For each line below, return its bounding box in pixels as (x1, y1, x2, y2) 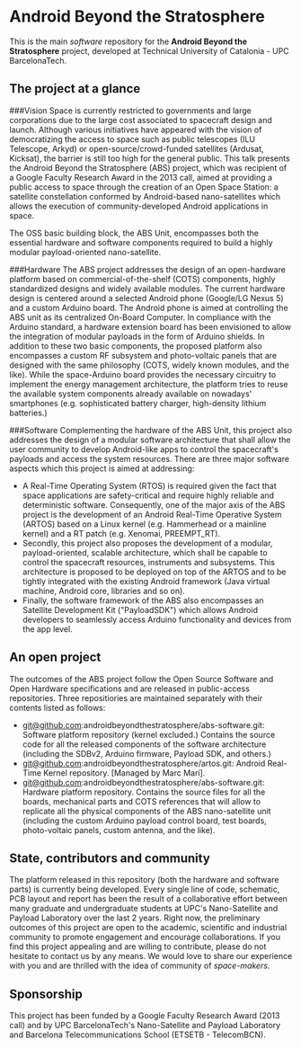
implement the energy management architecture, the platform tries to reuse (9, 378, 288, 389)
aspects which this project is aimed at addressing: (9, 463, 195, 474)
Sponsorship (9, 986, 83, 1001)
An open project (9, 650, 102, 665)
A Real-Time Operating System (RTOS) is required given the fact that (22, 480, 277, 491)
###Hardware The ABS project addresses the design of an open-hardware (9, 263, 286, 275)
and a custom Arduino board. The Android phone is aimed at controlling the (9, 302, 289, 313)
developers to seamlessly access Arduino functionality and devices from (22, 614, 292, 625)
